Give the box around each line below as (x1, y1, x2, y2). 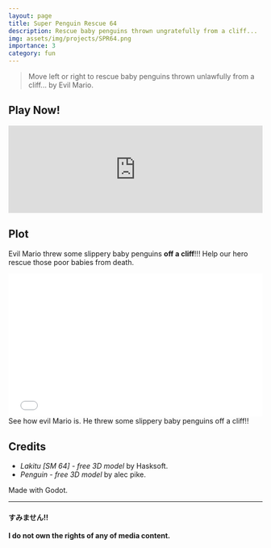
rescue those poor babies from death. (8, 257, 135, 267)
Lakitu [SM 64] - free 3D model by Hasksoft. (19, 461, 169, 470)
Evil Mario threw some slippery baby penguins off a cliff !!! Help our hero (8, 248, 248, 259)
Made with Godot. (8, 485, 69, 495)
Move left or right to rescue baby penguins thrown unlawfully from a (27, 72, 255, 81)
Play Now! (8, 103, 60, 117)
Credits (8, 440, 47, 453)
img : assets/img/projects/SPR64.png (8, 34, 131, 43)
